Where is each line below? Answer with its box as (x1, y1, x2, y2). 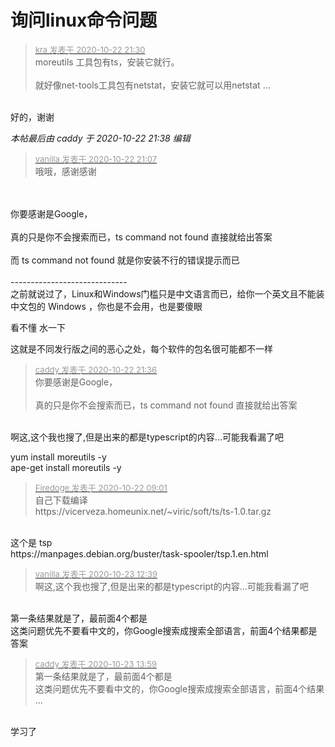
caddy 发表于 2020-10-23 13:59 (34, 658, 157, 670)
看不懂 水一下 (10, 321, 66, 333)
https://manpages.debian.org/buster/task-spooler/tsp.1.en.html (10, 547, 269, 560)
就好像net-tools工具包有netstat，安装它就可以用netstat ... (34, 79, 271, 91)
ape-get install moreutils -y (10, 461, 122, 473)
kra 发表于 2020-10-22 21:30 (34, 44, 146, 55)
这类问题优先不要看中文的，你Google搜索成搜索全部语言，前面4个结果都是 (10, 624, 318, 636)
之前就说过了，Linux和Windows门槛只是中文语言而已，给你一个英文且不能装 (10, 287, 325, 300)
